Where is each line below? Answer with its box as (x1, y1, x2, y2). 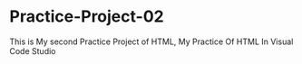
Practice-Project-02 (9, 6, 165, 27)
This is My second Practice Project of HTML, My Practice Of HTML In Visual (9, 36, 294, 47)
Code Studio (9, 45, 56, 56)
